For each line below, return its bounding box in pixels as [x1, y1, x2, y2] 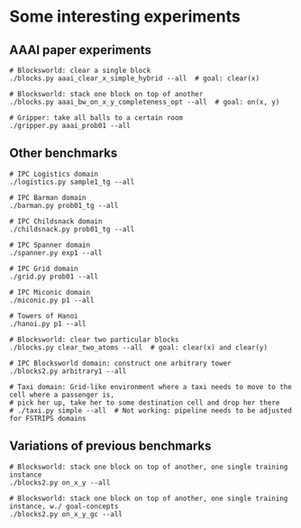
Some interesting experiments [9, 6, 241, 27]
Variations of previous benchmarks [9, 439, 212, 454]
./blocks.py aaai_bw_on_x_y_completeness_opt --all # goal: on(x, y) [9, 97, 280, 106]
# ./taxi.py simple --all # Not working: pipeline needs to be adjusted [9, 405, 293, 415]
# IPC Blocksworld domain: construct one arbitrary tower [9, 359, 232, 368]
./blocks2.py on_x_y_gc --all [9, 509, 123, 519]
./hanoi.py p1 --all [9, 319, 87, 328]
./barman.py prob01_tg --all [9, 201, 119, 210]
